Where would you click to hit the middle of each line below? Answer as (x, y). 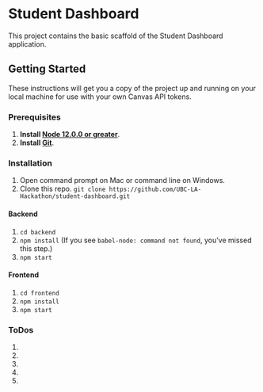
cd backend (38, 232)
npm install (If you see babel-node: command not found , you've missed (135, 240)
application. (27, 44)
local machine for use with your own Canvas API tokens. (100, 97)
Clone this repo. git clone (63, 189)
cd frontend (39, 293)
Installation (30, 163)
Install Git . (36, 143)
